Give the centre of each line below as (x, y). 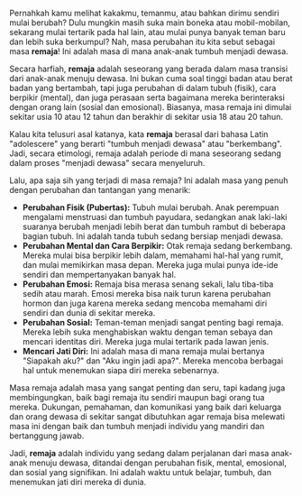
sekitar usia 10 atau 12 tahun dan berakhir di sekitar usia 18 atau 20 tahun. (146, 117)
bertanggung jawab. (47, 436)
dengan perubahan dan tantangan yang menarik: (100, 190)
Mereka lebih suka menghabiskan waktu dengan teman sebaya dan (147, 332)
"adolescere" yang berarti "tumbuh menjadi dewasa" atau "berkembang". (146, 144)
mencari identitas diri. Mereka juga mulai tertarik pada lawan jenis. (146, 341)
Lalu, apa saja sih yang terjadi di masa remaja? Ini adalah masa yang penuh (149, 180)
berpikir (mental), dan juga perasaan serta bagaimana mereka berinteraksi (147, 97)
